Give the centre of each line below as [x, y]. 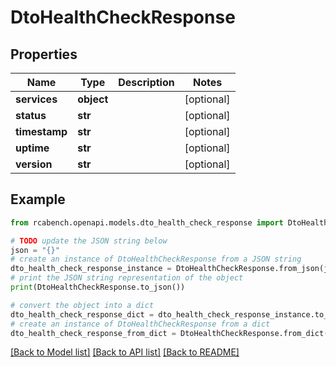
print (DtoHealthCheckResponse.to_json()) [98, 287]
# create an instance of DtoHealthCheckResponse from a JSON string [156, 259]
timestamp [41, 131]
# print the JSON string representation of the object [127, 278]
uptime [32, 148]
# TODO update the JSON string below [89, 241]
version [34, 164]
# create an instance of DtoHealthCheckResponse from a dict [140, 324]
